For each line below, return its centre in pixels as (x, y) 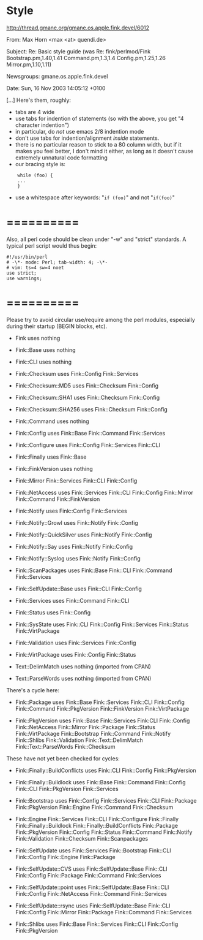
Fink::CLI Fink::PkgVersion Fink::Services (67, 789)
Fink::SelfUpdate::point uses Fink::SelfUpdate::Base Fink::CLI (92, 887)
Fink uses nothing (38, 338)
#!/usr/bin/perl (27, 257)
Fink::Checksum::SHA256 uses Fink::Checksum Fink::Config (91, 409)
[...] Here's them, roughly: (39, 100)
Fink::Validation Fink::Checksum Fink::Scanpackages (82, 838)
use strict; (21, 273)
